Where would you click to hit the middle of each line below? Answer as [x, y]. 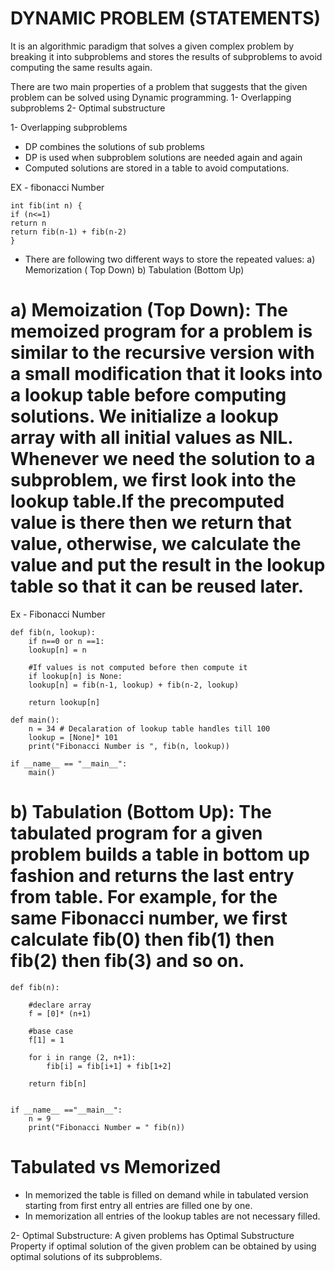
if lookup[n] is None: [75, 676]
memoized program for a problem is [161, 331]
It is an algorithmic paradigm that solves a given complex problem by [152, 46]
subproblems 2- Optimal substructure [88, 108]
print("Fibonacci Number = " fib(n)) [107, 1127]
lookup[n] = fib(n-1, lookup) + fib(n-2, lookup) [134, 685]
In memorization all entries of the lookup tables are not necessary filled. [172, 1216]
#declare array [60, 1005]
